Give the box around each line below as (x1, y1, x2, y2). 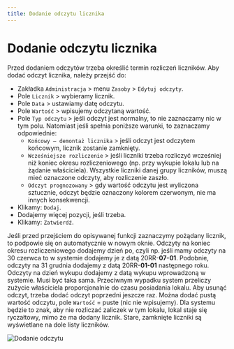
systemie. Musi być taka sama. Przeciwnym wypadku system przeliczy (7, 276, 212, 284)
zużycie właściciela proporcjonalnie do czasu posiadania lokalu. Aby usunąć (7, 283, 227, 292)
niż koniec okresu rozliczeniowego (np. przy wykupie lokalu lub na (27, 158, 219, 167)
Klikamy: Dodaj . (17, 203, 61, 211)
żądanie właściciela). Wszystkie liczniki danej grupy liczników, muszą (27, 165, 228, 174)
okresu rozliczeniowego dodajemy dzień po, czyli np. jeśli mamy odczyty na (7, 246, 226, 255)
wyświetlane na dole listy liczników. (7, 320, 110, 329)
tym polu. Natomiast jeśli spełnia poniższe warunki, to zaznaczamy (17, 121, 210, 130)
